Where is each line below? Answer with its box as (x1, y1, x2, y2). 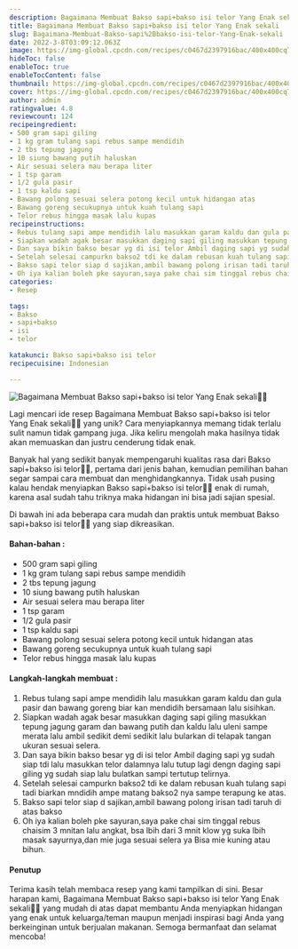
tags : (9, 301, 29, 311)
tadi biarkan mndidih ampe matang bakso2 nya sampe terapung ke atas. (21, 787, 286, 798)
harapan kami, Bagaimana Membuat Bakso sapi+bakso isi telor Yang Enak (9, 894, 279, 905)
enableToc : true (9, 63, 69, 72)
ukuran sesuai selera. (21, 740, 101, 751)
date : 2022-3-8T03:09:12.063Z (9, 37, 122, 47)
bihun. (21, 844, 46, 855)
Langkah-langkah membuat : (9, 673, 118, 684)
